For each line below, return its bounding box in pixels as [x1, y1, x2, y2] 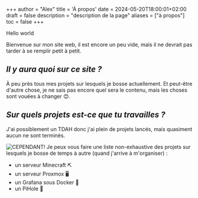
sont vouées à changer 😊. [6, 92, 71, 100]
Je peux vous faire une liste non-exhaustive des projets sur [46, 143, 191, 150]
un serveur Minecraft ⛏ [14, 161, 72, 168]
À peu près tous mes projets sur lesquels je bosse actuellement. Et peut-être [6, 80, 193, 87]
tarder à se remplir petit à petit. [6, 47, 82, 54]
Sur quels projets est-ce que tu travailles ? [6, 110, 165, 120]
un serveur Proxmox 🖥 [14, 170, 69, 177]
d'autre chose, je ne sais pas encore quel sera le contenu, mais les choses [6, 86, 188, 93]
